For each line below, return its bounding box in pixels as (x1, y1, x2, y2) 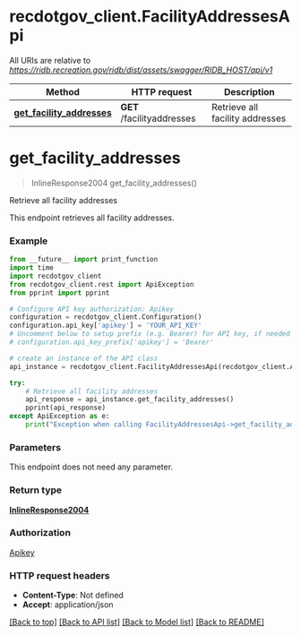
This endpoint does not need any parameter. (9, 461, 173, 472)
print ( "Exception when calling (25, 420, 142, 429)
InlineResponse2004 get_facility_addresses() (30, 177, 197, 188)
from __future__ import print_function (9, 255, 159, 264)
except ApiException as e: (9, 412, 110, 421)
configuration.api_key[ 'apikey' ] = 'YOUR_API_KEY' (9, 321, 202, 331)
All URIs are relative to (9, 55, 91, 65)
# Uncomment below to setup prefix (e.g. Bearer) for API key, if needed (9, 330, 291, 339)
